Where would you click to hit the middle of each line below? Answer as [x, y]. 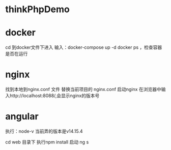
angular [22, 117]
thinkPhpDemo [37, 9]
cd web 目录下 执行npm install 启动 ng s [47, 142]
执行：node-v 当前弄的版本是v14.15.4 [44, 131]
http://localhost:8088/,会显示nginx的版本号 [54, 96]
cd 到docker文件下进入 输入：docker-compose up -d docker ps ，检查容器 [84, 47]
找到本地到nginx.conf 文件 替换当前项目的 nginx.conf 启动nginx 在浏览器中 [83, 89]
